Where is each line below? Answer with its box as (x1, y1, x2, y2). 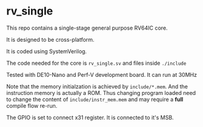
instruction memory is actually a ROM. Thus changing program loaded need (6, 89, 196, 96)
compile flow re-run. (6, 102, 58, 109)
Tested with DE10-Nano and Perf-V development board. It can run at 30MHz (6, 71, 198, 78)
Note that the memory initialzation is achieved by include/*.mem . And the (6, 83, 188, 90)
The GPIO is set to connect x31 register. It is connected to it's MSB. (6, 114, 174, 121)
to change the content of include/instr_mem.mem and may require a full (6, 96, 184, 103)
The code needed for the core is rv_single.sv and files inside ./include (6, 59, 187, 67)
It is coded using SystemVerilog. (6, 47, 87, 55)
